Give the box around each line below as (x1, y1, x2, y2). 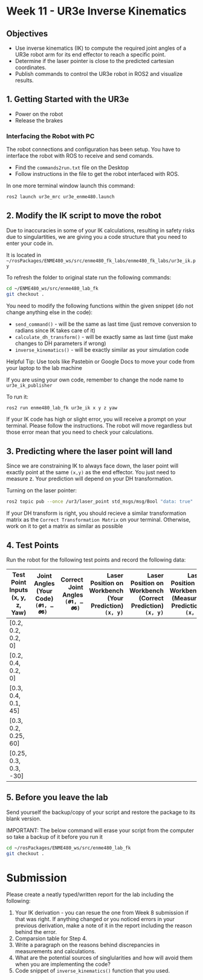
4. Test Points (6, 540, 59, 550)
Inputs (9, 585, 28, 594)
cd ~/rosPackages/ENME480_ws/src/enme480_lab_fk (6, 845, 131, 851)
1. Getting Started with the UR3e (6, 94, 129, 104)
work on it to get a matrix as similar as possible (6, 523, 123, 530)
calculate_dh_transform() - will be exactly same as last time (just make (14, 333, 193, 340)
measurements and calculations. (14, 948, 97, 955)
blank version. (6, 814, 42, 822)
